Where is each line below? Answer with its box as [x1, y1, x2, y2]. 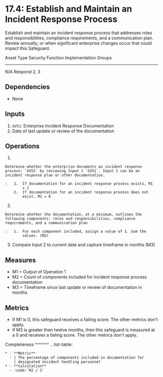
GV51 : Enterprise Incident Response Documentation [12, 123, 114, 128]
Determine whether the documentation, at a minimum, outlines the [5, 212, 142, 217]
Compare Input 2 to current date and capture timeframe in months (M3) [12, 242, 155, 248]
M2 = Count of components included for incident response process [12, 274, 147, 280]
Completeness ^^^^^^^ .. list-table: [5, 341, 73, 347]
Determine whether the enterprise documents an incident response [5, 164, 142, 169]
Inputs [5, 110, 25, 118]
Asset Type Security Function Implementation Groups [5, 54, 112, 60]
